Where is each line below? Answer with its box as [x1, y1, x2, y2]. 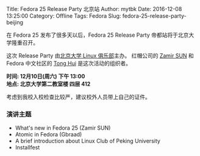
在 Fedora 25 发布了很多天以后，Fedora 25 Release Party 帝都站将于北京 [6, 31, 189, 39]
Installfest [15, 144, 40, 151]
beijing [6, 19, 23, 26]
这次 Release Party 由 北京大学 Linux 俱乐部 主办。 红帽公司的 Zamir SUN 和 [6, 52, 194, 59]
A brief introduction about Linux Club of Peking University [15, 137, 160, 145]
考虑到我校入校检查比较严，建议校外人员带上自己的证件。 [6, 94, 151, 100]
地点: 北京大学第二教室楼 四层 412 [6, 80, 91, 87]
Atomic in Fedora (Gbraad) [15, 131, 82, 138]
